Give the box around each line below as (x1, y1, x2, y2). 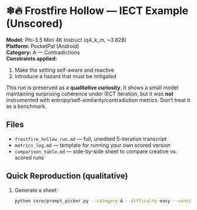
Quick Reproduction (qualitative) (6, 171, 128, 181)
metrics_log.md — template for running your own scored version (14, 141, 171, 148)
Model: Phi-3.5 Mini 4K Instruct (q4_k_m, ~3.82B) (6, 36, 127, 43)
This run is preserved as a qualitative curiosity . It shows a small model (6, 84, 179, 91)
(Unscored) (6, 17, 63, 31)
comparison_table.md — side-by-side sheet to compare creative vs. (14, 148, 178, 155)
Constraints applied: (6, 55, 58, 62)
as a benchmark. (6, 103, 47, 110)
